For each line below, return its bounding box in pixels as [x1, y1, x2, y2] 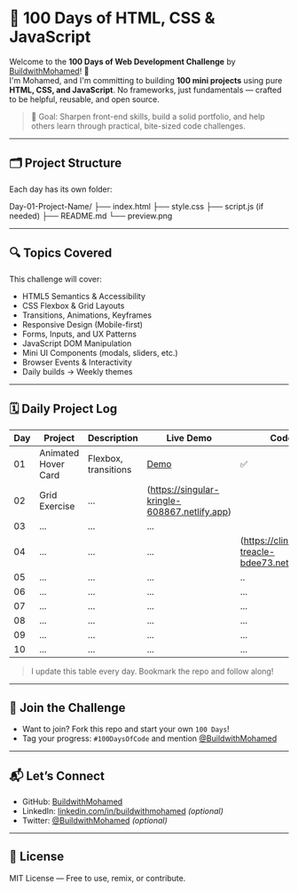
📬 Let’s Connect [9, 768, 105, 784]
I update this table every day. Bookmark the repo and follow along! [30, 666, 274, 677]
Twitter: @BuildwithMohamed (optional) [21, 816, 169, 825]
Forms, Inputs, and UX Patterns [21, 328, 137, 339]
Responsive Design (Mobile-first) [21, 319, 144, 329]
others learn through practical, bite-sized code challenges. [30, 120, 247, 131]
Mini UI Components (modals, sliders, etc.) [21, 347, 179, 358]
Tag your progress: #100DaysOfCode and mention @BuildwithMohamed [21, 733, 278, 744]
